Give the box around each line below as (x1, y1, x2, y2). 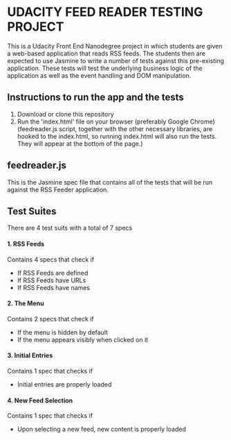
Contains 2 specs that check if (7, 314, 95, 323)
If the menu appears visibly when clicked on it (17, 335, 149, 344)
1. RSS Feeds (7, 239, 45, 248)
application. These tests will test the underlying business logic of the (7, 64, 203, 72)
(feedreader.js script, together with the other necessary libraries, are (17, 124, 213, 133)
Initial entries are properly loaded (17, 380, 112, 389)
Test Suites (7, 205, 57, 217)
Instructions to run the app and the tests (7, 92, 185, 103)
